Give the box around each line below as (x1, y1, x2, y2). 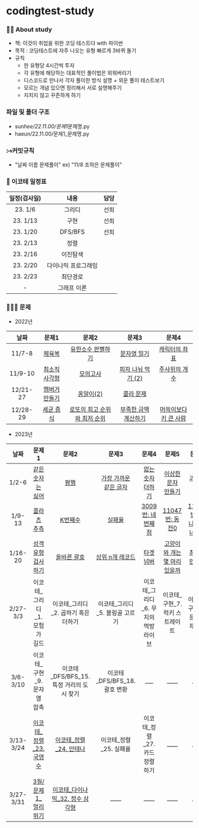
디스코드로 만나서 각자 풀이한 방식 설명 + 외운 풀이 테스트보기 (23, 77, 165, 84)
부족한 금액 (120, 405, 150, 413)
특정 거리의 (52, 680, 82, 689)
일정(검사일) (9, 195, 41, 203)
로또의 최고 (69, 405, 99, 413)
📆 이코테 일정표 (6, 177, 47, 186)
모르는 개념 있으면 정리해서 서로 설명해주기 (23, 84, 123, 92)
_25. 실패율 (100, 745, 131, 753)
